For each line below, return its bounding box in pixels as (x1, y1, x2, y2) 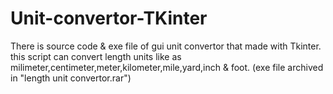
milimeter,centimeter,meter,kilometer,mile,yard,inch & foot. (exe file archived (10, 61, 324, 73)
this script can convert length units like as (10, 50, 182, 62)
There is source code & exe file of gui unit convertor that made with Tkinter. (10, 40, 322, 52)
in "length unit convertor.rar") (10, 72, 132, 84)
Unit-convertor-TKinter (10, 7, 208, 30)
